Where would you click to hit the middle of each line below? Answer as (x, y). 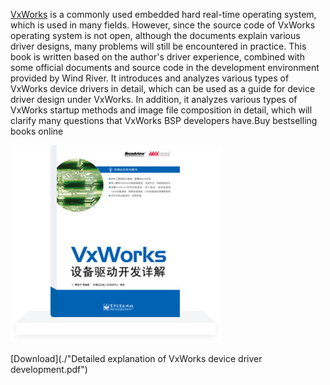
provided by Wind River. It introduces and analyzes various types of (150, 78)
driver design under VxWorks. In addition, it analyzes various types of (154, 99)
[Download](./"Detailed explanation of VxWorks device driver (136, 358)
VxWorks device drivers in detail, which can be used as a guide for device (163, 88)
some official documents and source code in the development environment (165, 67)
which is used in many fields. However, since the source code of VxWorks (163, 25)
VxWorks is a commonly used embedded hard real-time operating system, (163, 14)
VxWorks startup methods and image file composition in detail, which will (161, 110)
